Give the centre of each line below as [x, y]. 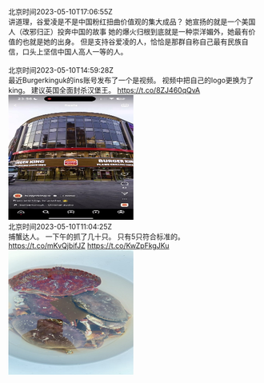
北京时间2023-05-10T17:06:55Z [61, 12]
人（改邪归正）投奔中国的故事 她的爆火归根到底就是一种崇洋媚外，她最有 [128, 32]
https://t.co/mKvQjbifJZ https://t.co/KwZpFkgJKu [89, 245]
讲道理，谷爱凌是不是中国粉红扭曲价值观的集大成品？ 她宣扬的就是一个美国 [132, 22]
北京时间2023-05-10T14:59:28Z [61, 70]
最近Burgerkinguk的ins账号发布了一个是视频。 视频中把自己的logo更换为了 [131, 80]
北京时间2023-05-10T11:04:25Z [60, 227]
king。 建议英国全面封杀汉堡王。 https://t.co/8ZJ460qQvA [104, 90]
